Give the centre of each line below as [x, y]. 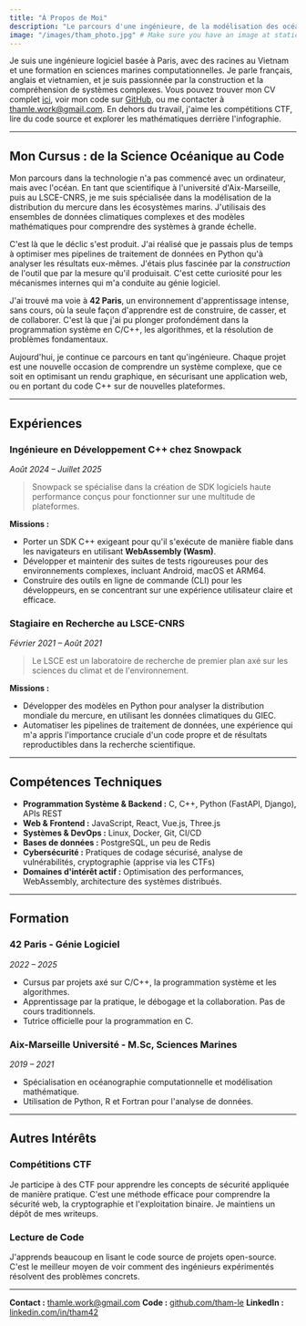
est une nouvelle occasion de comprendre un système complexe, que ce [146, 367]
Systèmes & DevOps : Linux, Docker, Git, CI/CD [112, 833]
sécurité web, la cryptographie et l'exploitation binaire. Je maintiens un [143, 1204]
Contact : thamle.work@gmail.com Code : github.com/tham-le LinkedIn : [147, 1302]
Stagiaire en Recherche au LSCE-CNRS [97, 623]
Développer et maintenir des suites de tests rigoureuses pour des [145, 561]
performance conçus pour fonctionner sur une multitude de [143, 496]
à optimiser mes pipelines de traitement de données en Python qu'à [137, 254]
